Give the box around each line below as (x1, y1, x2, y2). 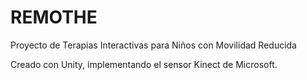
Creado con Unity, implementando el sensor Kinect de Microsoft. (10, 58, 278, 70)
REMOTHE (10, 6, 98, 29)
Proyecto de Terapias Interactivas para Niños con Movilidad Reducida (10, 39, 297, 51)
